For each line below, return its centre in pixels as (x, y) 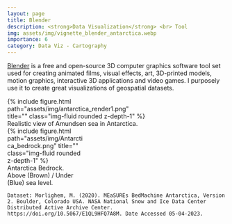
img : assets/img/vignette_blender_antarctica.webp (82, 33)
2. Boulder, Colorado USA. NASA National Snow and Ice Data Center (107, 202)
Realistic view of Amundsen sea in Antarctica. (73, 123)
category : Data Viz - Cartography (57, 46)
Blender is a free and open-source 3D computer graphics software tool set (114, 66)
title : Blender (29, 20)
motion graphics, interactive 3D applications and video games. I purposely (114, 80)
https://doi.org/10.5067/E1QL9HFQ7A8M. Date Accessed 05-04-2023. (105, 214)
